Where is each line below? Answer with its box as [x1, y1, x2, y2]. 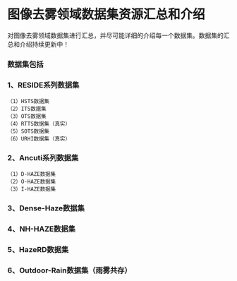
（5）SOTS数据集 [7, 128, 50, 135]
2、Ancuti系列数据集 [7, 153, 79, 163]
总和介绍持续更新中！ [7, 40, 69, 48]
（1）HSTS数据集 [7, 98, 50, 105]
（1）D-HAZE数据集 [7, 171, 56, 178]
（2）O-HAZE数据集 [7, 178, 56, 186]
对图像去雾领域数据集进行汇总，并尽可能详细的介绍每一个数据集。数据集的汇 [7, 31, 230, 40]
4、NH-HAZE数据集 [7, 224, 76, 234]
